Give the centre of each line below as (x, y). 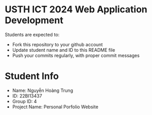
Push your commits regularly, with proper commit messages (76, 55)
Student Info (32, 76)
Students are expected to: (32, 34)
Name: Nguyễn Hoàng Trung (43, 90)
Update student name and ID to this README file (64, 50)
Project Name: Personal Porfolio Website (55, 107)
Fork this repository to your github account (58, 44)
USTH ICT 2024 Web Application (76, 9)
